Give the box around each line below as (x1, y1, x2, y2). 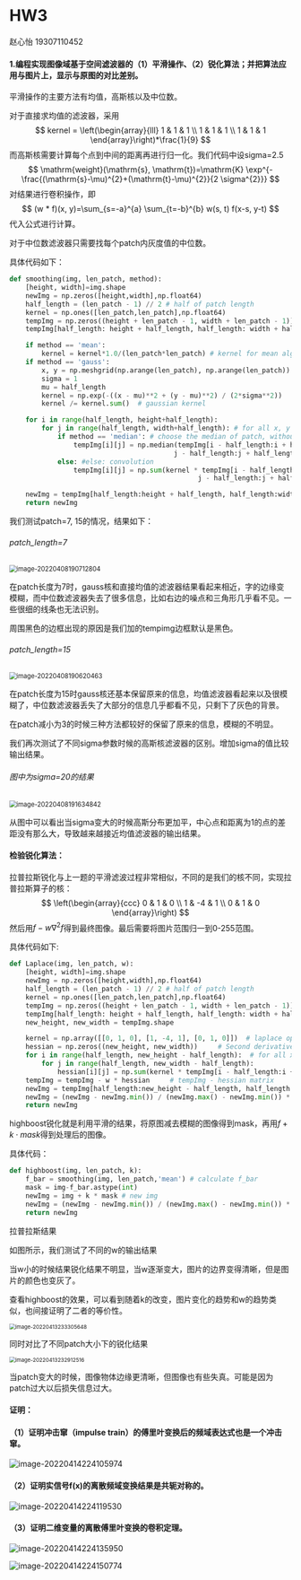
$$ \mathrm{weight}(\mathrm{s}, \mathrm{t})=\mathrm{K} (28, 164, 245, 175)
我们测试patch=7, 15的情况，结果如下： (9, 516, 154, 527)
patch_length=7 (9, 537, 68, 547)
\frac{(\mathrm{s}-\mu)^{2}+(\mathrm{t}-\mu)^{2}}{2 (21, 174, 219, 185)
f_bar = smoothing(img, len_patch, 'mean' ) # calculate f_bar (25, 1174, 258, 1184)
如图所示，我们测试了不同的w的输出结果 (9, 1244, 158, 1255)
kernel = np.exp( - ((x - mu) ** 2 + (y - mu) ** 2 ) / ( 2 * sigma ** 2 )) (41, 391, 283, 400)
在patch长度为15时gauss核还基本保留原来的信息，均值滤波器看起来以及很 (9, 688, 280, 700)
